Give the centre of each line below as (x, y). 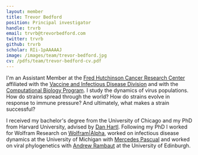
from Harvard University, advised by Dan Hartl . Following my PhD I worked (97, 127)
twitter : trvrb (25, 39)
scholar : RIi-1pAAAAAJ (34, 50)
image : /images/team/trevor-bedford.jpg (57, 55)
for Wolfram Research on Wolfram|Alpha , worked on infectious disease (92, 133)
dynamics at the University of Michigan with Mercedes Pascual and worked (98, 139)
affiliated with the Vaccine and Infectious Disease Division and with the (92, 84)
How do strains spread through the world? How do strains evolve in (88, 96)
